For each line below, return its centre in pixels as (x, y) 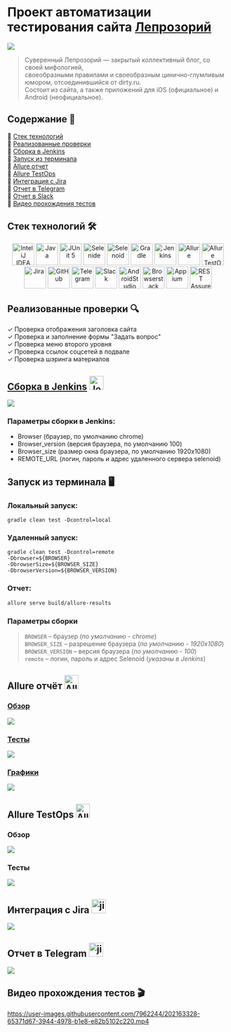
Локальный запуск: (43, 505)
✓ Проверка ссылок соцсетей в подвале (68, 351)
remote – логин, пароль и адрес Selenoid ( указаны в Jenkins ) (115, 659)
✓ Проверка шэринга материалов (59, 359)
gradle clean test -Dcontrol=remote (61, 553)
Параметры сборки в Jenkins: (61, 421)
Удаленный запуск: (43, 538)
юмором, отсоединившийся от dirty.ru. (83, 82)
